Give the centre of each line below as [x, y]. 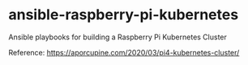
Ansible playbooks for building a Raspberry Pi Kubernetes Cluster [118, 37]
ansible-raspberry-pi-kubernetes [124, 15]
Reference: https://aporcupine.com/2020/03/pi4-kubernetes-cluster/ [124, 52]
